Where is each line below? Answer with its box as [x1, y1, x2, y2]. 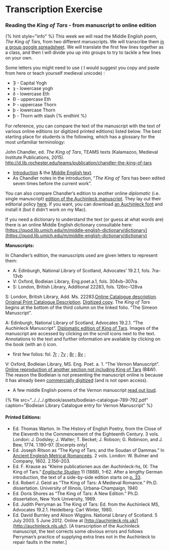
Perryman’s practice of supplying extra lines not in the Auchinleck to [12, 533, 156, 540]
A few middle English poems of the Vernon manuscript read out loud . [12, 387, 157, 393]
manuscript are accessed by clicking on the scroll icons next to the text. [5, 331, 156, 337]
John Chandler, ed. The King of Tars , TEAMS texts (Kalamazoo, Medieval [5, 149, 158, 155]
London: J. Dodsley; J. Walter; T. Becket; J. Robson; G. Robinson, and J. [12, 436, 163, 442]
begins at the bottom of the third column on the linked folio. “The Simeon [5, 304, 158, 311]
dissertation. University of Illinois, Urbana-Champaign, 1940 [12, 485, 138, 491]
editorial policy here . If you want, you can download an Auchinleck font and [5, 201, 163, 207]
